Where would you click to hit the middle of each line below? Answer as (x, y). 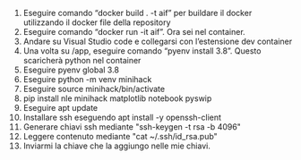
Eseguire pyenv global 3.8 (71, 70)
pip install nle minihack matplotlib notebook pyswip (117, 98)
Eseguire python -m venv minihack (87, 79)
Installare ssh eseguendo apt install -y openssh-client (122, 117)
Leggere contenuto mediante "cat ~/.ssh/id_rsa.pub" (120, 136)
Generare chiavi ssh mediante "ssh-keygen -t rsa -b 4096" (132, 127)
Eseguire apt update (60, 108)
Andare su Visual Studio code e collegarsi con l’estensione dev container (158, 41)
